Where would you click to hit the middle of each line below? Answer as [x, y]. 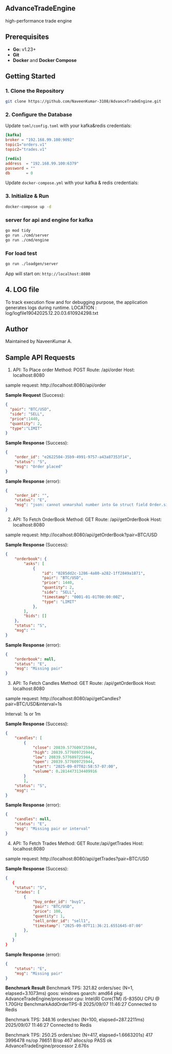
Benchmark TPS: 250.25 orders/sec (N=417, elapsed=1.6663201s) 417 [79, 1035]
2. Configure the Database [39, 115]
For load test [21, 253]
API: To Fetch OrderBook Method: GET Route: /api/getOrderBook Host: [87, 519]
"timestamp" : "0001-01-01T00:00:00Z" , [83, 597]
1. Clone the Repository [35, 91]
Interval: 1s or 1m [23, 714]
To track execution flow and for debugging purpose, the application [77, 302]
